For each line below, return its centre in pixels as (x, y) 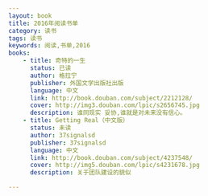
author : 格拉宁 (53, 76)
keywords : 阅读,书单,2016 (50, 46)
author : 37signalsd (62, 135)
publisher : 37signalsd (68, 143)
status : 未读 (50, 128)
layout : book (30, 16)
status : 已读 (50, 68)
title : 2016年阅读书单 (44, 23)
